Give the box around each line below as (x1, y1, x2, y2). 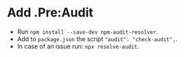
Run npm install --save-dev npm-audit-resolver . (16, 27, 158, 36)
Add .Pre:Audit (7, 5, 94, 21)
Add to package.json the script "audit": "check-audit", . (16, 34, 178, 43)
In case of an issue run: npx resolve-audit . (16, 42, 139, 50)
